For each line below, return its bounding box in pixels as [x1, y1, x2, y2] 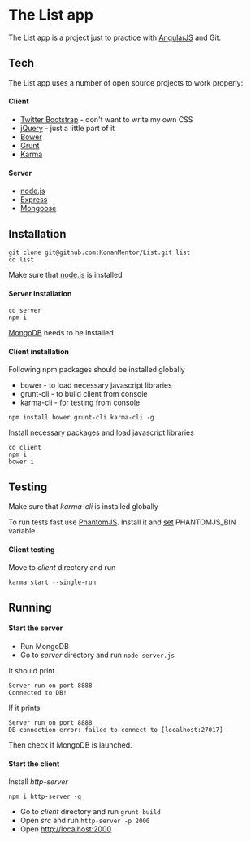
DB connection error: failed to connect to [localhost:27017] [8, 726, 223, 734]
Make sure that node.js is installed [8, 270, 123, 279]
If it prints [8, 703, 41, 713]
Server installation [8, 288, 72, 298]
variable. [8, 526, 38, 536]
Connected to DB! [8, 688, 67, 697]
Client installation [8, 346, 70, 356]
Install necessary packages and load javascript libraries [8, 428, 195, 437]
